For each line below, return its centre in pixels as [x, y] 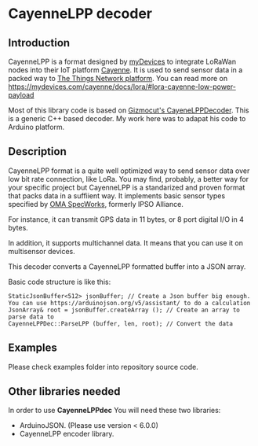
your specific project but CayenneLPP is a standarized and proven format [127, 187]
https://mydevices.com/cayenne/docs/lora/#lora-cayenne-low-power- [122, 87]
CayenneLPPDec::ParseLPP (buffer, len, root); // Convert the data [121, 323]
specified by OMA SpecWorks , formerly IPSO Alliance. [96, 204]
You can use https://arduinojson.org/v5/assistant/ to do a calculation [129, 303]
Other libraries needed [64, 391]
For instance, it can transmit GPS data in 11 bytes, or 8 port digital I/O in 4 [126, 219]
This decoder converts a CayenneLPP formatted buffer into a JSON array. [127, 266]
